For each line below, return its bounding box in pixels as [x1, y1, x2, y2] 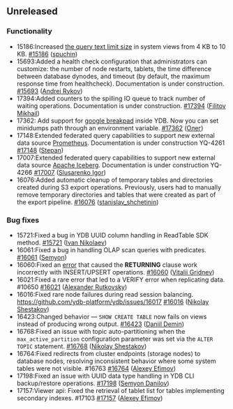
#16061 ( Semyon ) [16, 253, 67, 261]
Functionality [6, 26, 53, 36]
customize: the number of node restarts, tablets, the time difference [16, 64, 212, 72]
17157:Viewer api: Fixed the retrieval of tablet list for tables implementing [16, 386, 225, 394]
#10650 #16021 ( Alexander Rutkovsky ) [16, 282, 128, 291]
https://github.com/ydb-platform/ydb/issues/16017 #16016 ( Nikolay [16, 298, 209, 306]
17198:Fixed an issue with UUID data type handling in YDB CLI [16, 371, 195, 380]
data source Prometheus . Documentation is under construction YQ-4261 [16, 139, 225, 147]
